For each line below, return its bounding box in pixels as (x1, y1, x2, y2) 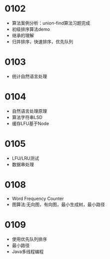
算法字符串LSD (11, 114, 43, 120)
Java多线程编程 (11, 249, 44, 255)
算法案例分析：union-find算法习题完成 (11, 20, 91, 26)
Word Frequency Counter (11, 195, 64, 201)
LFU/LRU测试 (11, 155, 39, 161)
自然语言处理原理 (11, 108, 47, 114)
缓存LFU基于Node (11, 120, 49, 127)
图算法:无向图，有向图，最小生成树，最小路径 (11, 201, 105, 207)
